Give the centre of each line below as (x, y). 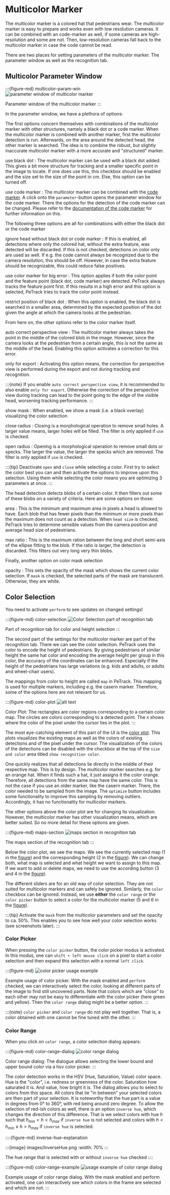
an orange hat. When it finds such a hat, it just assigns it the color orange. (82, 775)
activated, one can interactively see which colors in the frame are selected (83, 1182)
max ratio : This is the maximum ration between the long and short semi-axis (85, 540)
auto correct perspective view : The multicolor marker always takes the (80, 332)
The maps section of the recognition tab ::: (50, 842)
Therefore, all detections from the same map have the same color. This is (82, 780)
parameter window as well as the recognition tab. (57, 60)
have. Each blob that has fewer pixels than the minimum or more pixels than (84, 514)
